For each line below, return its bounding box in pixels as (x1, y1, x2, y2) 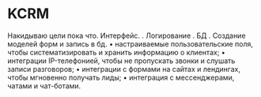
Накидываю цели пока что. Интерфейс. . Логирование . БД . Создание (7, 31, 246, 40)
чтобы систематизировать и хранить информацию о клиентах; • (7, 47, 226, 57)
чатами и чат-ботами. (7, 80, 81, 91)
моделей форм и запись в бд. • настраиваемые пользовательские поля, (7, 39, 254, 48)
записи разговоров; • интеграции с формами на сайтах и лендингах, (7, 64, 240, 73)
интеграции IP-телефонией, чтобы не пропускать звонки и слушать (7, 56, 236, 65)
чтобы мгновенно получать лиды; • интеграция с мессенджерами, (7, 73, 235, 82)
